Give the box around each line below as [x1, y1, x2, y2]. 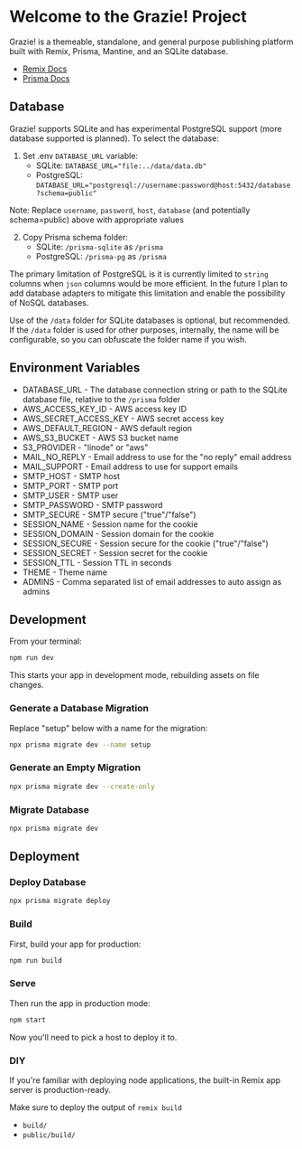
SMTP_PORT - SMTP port [22, 480, 119, 491]
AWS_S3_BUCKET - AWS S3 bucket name [22, 432, 178, 443]
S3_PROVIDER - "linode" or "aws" [22, 441, 149, 453]
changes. [9, 680, 44, 691]
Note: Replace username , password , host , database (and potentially [9, 204, 251, 215]
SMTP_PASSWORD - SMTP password [22, 499, 163, 510]
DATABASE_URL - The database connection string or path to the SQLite [22, 384, 288, 395]
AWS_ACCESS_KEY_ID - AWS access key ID [22, 403, 188, 414]
